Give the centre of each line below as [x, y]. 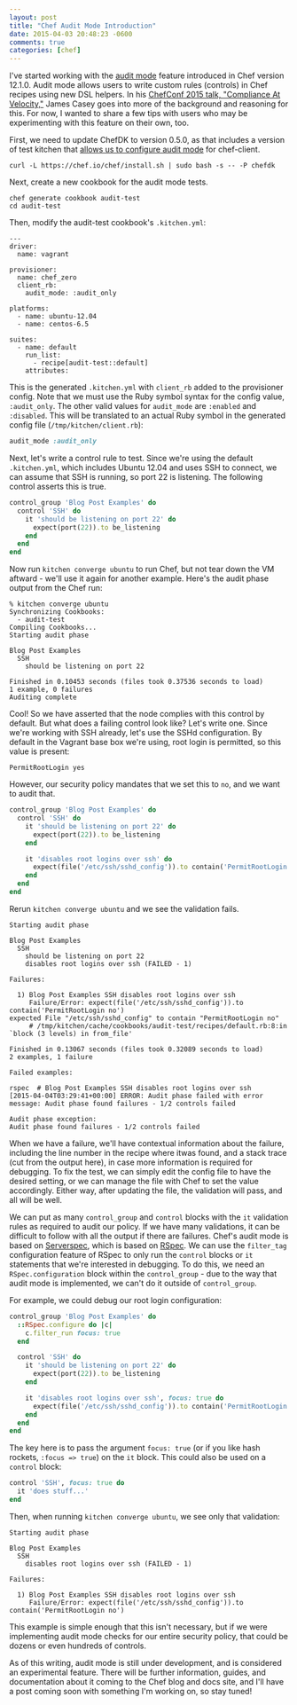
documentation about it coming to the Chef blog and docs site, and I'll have [147, 1681]
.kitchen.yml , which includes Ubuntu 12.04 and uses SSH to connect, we [143, 467]
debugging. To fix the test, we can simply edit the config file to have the [141, 1171]
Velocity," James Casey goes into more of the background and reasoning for [149, 104]
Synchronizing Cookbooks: [57, 612]
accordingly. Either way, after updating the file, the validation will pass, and [146, 1190]
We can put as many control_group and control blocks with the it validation [149, 1217]
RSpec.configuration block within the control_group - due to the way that [143, 1273]
